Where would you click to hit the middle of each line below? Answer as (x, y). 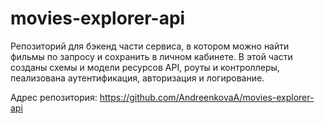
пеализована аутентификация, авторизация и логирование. (137, 78)
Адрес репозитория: (54, 97)
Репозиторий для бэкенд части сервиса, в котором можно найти (150, 46)
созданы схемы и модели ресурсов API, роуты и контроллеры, (145, 67)
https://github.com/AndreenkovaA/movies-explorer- (207, 97)
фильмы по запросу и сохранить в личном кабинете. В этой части (151, 56)
